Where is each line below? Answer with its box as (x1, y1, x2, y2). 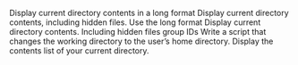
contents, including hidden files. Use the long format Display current (9, 17, 261, 28)
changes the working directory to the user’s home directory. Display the (9, 36, 274, 46)
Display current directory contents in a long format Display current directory (9, 8, 289, 18)
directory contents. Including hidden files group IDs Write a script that (9, 27, 267, 37)
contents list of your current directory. (9, 45, 149, 56)
